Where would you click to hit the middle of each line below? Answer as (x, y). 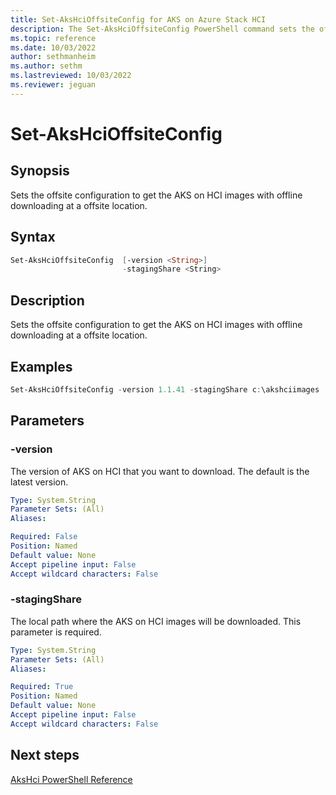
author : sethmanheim (53, 57)
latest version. (39, 482)
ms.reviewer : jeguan (53, 85)
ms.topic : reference (53, 38)
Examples (41, 366)
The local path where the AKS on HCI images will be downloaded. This (156, 621)
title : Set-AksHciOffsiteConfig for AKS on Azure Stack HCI (138, 19)
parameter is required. (56, 632)
